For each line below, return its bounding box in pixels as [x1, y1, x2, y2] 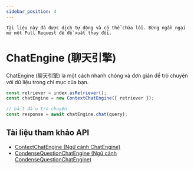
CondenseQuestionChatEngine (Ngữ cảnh [14, 150, 117, 157]
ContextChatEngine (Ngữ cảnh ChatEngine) [14, 143, 121, 150]
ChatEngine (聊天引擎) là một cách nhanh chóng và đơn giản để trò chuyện [6, 72, 189, 79]
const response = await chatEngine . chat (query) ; [6, 111, 128, 118]
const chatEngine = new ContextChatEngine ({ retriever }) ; [6, 95, 154, 101]
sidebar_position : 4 [6, 8, 57, 15]
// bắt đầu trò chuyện [6, 106, 67, 112]
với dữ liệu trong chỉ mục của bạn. [6, 78, 89, 85]
